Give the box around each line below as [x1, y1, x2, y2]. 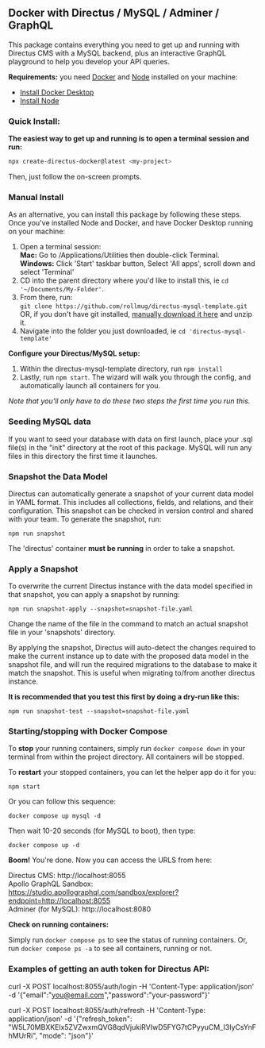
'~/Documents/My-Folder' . [19, 284, 105, 294]
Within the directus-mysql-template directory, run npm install [19, 364, 224, 374]
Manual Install [8, 191, 64, 202]
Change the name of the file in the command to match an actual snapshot [8, 619, 248, 629]
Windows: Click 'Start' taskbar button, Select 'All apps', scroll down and [19, 259, 255, 268]
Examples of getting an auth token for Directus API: [8, 964, 210, 975]
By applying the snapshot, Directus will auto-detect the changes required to [8, 643, 256, 653]
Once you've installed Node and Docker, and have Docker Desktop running [8, 218, 254, 228]
